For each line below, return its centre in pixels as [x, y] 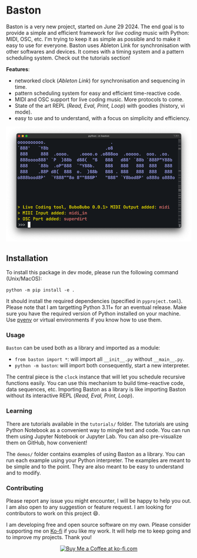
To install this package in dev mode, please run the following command [92, 273]
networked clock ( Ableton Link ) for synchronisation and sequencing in [100, 81]
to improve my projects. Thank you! [49, 537]
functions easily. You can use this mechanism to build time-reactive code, [96, 383]
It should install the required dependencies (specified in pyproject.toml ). [94, 301]
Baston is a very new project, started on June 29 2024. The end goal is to [95, 26]
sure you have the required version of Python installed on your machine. [94, 314]
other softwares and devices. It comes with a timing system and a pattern [95, 51]
